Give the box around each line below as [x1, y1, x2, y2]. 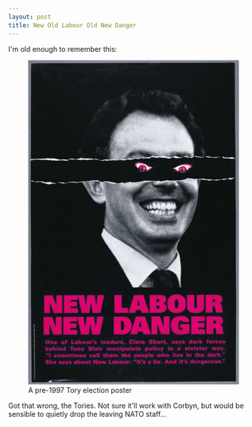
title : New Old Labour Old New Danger [8, 21, 137, 29]
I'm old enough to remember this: [8, 44, 118, 53]
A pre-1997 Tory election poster [28, 386, 133, 395]
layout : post [8, 13, 52, 21]
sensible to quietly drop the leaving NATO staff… [8, 409, 167, 419]
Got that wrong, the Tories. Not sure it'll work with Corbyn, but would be [8, 401, 244, 410]
